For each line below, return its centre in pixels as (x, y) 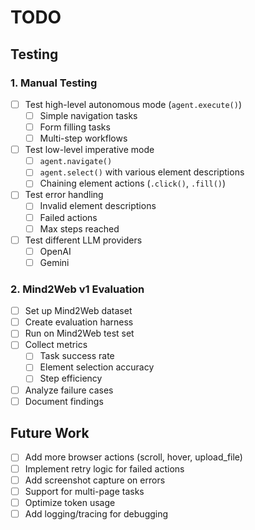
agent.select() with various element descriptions (142, 172)
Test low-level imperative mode (89, 150)
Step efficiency (71, 378)
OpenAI (55, 251)
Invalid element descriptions (98, 206)
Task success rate (77, 356)
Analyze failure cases (69, 390)
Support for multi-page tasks (84, 491)
